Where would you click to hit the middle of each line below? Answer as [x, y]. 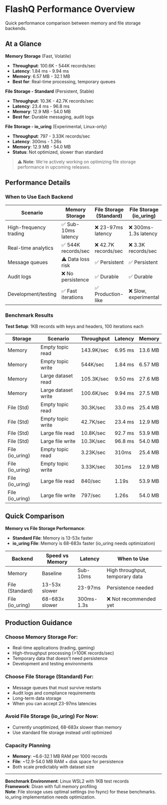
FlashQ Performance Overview [70, 9]
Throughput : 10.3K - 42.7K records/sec [53, 101]
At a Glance [23, 44]
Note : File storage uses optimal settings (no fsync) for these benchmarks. [81, 792]
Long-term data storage [37, 698]
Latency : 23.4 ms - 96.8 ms [41, 106]
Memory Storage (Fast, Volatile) [38, 56]
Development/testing [32, 294]
